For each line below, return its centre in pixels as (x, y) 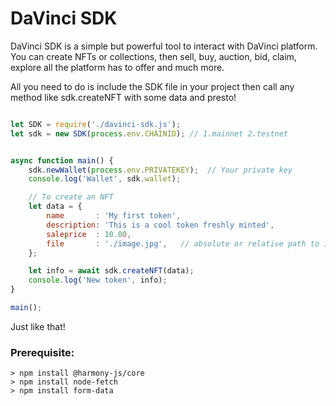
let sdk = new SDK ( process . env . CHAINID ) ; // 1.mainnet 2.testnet (149, 133)
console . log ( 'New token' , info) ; (98, 280)
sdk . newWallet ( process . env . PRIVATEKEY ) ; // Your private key (160, 170)
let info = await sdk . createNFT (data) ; (111, 271)
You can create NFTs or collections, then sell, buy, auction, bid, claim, (153, 56)
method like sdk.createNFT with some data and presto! (123, 97)
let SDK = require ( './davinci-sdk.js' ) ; (96, 124)
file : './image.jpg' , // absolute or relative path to (183, 243)
